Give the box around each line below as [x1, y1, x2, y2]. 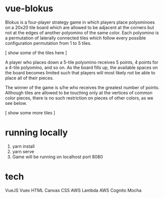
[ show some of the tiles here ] [5, 50, 67, 56]
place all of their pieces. [5, 75, 54, 81]
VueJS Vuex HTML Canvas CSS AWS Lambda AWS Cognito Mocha [5, 187, 142, 193]
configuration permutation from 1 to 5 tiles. [5, 40, 92, 46]
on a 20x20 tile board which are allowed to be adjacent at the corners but [5, 24, 154, 30]
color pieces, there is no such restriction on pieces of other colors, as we [5, 95, 154, 101]
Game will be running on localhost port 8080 [12, 154, 103, 160]
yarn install [12, 143, 35, 149]
